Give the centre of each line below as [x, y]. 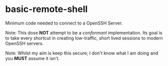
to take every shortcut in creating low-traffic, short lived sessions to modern [84, 38]
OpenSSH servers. [24, 43]
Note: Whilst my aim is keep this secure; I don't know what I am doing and [82, 53]
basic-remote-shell [47, 9]
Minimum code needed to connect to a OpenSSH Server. [64, 23]
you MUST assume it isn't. [32, 58]
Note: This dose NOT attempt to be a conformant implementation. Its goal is [84, 32]
